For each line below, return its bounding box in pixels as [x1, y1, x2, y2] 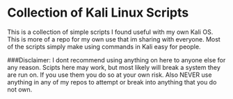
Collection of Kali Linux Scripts [7, 5, 189, 21]
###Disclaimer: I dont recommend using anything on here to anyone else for [7, 55, 226, 64]
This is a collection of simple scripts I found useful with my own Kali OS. [7, 28, 214, 36]
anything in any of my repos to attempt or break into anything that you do [7, 78, 217, 86]
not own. [7, 85, 33, 93]
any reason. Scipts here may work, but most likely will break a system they [7, 63, 221, 71]
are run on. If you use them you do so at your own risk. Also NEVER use [7, 71, 212, 79]
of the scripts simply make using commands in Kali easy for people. [7, 42, 201, 51]
